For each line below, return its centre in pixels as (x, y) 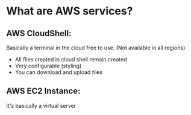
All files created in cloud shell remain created (71, 59)
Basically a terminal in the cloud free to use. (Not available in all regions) (96, 48)
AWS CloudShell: (39, 33)
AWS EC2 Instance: (43, 91)
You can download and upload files (59, 72)
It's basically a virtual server (41, 105)
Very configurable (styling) (48, 66)
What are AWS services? (70, 11)
